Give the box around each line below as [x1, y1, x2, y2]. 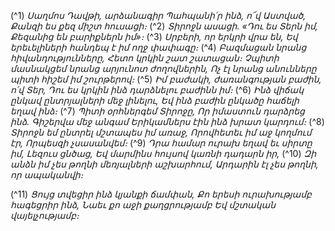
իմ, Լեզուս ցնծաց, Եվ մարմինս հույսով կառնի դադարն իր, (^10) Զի [10, 148, 317, 159]
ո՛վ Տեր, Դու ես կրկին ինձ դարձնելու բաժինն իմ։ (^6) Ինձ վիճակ [10, 84, 305, 95]
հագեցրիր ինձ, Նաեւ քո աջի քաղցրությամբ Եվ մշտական [10, 199, 277, 210]
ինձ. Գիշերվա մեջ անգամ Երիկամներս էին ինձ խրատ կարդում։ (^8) [10, 116, 325, 127]
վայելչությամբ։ [10, 210, 80, 221]
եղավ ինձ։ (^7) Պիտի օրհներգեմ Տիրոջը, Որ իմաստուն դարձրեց [10, 105, 305, 117]
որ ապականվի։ [10, 169, 84, 180]
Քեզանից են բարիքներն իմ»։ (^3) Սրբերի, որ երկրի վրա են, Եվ [10, 31, 298, 42]
